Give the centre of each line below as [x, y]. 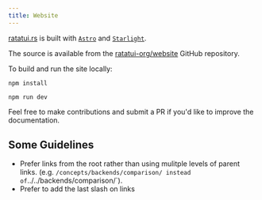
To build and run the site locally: [60, 69]
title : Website [33, 15]
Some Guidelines [51, 145]
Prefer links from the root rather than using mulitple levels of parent [130, 164]
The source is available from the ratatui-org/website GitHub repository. [124, 53]
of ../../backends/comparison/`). [71, 181]
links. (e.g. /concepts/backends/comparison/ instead [105, 172]
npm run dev [28, 97]
